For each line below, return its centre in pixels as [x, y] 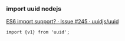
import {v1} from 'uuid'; [38, 32]
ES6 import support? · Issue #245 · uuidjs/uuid [63, 22]
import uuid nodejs [34, 9]
